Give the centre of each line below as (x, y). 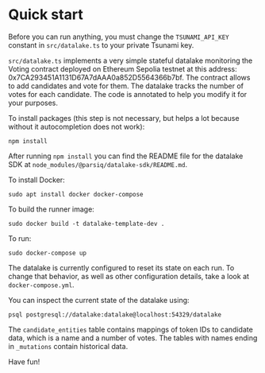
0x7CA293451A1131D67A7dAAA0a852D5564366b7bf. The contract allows (129, 77)
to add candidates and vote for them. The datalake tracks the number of (126, 86)
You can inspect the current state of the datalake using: (99, 300)
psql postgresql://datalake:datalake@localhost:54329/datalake (115, 315)
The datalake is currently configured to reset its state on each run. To (121, 267)
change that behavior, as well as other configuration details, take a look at (129, 276)
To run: (20, 238)
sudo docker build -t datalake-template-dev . (86, 223)
